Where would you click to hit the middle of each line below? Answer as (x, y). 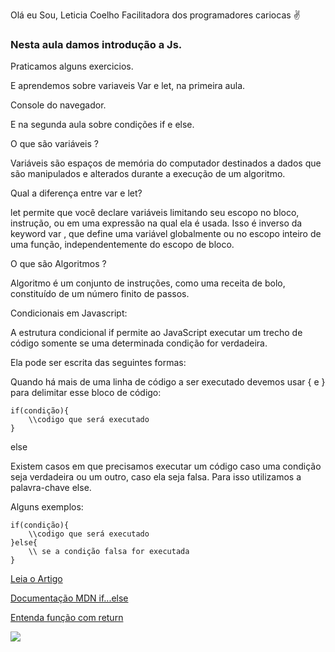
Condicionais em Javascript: (69, 313)
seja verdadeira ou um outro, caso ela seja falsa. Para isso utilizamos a (156, 477)
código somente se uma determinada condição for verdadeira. (139, 343)
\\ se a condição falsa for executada (109, 552)
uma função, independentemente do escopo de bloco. (122, 245)
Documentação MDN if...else (69, 598)
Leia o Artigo (36, 579)
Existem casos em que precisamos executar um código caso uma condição (166, 466)
